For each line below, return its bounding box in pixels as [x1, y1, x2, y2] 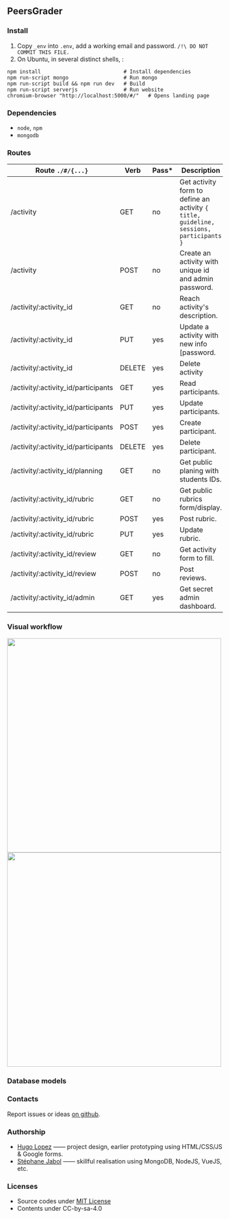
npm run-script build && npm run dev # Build [7, 80, 146, 87]
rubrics [179, 494, 203, 504]
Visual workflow [7, 622, 63, 631]
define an [179, 195, 210, 204]
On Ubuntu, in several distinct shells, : [16, 55, 125, 63]
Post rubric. [179, 514, 217, 524]
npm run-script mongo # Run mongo [7, 74, 157, 81]
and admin [179, 274, 214, 284]
